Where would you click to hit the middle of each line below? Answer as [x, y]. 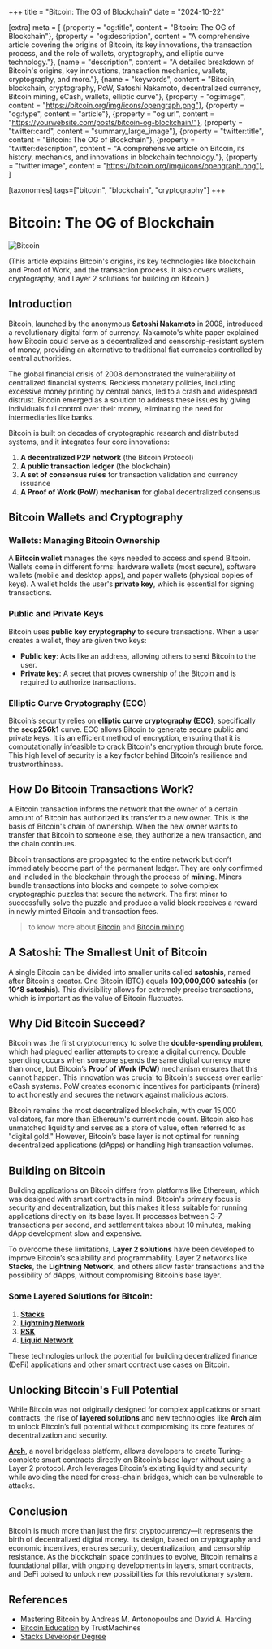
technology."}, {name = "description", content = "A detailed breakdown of [132, 62]
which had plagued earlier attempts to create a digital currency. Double [127, 1051]
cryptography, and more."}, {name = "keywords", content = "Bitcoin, [123, 79]
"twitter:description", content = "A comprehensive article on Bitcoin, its [127, 148]
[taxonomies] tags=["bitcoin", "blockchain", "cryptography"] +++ [117, 190]
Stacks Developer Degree [63, 1637]
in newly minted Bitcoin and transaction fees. [84, 911]
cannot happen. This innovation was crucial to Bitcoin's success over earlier [136, 1077]
